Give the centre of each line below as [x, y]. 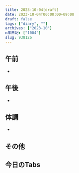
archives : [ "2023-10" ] [29, 28]
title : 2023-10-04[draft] [32, 10]
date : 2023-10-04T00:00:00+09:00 [40, 14]
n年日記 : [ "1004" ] [23, 33]
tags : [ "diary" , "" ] [27, 24]
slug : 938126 [19, 38]
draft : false [19, 19]
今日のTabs [23, 165]
